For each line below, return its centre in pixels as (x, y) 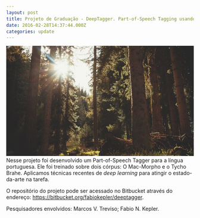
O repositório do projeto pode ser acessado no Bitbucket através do (89, 191)
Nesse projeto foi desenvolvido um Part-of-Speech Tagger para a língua (95, 160)
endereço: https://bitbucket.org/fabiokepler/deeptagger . (75, 197)
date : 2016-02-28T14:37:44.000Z (46, 25)
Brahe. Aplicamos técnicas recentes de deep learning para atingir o (89, 173)
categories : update (30, 32)
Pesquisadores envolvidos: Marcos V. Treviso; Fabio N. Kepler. (83, 208)
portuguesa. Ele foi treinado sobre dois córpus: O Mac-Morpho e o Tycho (96, 166)
